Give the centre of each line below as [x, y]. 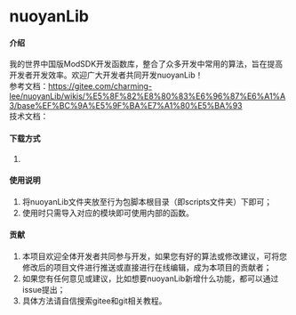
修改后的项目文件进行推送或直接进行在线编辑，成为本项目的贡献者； [147, 267]
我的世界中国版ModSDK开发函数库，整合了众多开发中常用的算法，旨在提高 [146, 64]
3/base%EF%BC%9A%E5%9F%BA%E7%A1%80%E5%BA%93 [126, 106]
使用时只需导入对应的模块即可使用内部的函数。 [108, 213]
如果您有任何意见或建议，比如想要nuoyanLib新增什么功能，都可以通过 [150, 279]
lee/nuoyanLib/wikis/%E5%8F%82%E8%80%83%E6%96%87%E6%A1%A [148, 96]
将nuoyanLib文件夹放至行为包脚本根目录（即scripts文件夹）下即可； [147, 201]
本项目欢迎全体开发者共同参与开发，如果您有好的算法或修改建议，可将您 [154, 256]
